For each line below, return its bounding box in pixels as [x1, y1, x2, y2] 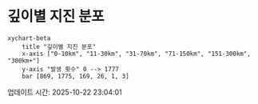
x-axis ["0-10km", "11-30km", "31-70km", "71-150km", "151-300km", [22, 50, 251, 58]
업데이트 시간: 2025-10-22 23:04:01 [7, 87, 123, 97]
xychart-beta [7, 34, 51, 42]
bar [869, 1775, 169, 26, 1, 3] [22, 72, 129, 80]
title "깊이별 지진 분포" [22, 42, 97, 50]
